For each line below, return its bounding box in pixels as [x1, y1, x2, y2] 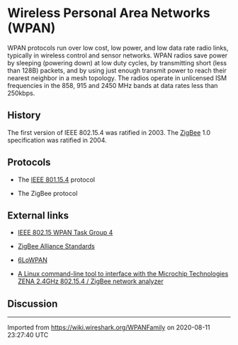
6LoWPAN [17, 256, 47, 264]
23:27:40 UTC [7, 331, 49, 339]
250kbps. [7, 89, 35, 97]
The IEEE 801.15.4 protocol [17, 175, 96, 184]
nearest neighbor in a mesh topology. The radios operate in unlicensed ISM [7, 73, 227, 82]
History [7, 109, 41, 121]
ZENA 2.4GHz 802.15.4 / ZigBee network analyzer [17, 277, 164, 285]
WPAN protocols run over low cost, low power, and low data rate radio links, [7, 43, 229, 52]
